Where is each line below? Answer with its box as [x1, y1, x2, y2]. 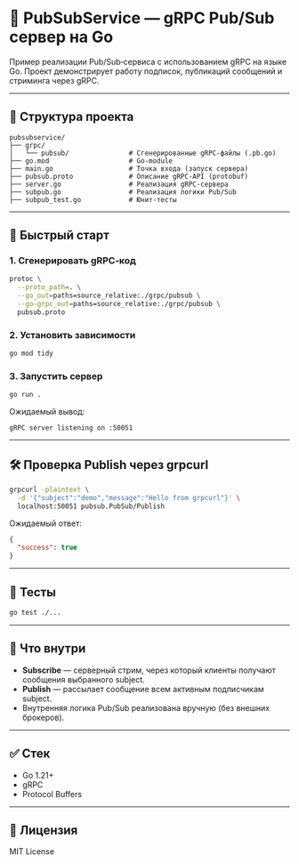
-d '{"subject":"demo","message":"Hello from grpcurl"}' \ [17, 493, 241, 502]
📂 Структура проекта [9, 109, 134, 125]
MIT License [9, 846, 55, 857]
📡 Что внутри [9, 641, 86, 657]
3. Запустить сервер [9, 369, 103, 382]
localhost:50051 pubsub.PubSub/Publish [17, 502, 166, 511]
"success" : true [17, 543, 77, 553]
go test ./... [9, 609, 62, 618]
